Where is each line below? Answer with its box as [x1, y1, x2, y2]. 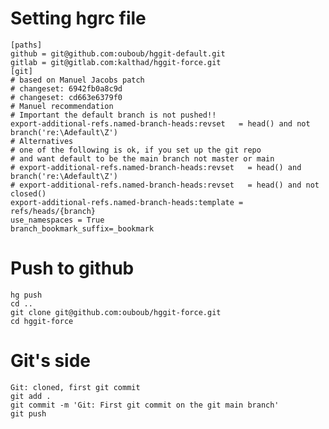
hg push [10, 290, 43, 300]
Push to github [10, 257, 135, 280]
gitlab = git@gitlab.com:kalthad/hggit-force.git [10, 57, 222, 67]
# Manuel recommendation [10, 101, 114, 111]
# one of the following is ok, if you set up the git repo [10, 145, 262, 155]
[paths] [10, 40, 43, 50]
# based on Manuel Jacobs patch [10, 75, 145, 85]
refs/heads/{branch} [10, 206, 97, 216]
